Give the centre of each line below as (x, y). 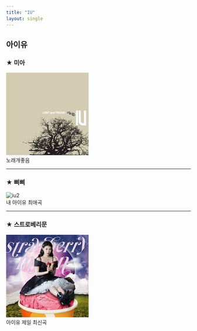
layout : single (25, 18)
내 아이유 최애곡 (24, 202)
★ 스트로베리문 (27, 225)
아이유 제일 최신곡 (26, 322)
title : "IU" (21, 12)
